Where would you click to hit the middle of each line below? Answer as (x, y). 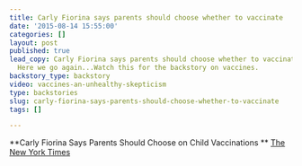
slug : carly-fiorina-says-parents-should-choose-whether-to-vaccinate (144, 101)
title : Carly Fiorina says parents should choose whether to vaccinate (146, 17)
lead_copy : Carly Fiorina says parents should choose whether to (134, 59)
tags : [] (26, 109)
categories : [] (38, 34)
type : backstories (44, 92)
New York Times (40, 153)
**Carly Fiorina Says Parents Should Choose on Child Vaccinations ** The (147, 143)
